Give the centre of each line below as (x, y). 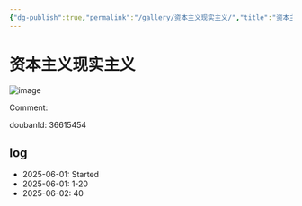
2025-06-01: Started (61, 175)
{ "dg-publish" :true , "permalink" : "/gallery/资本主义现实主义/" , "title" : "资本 (150, 17)
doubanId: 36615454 (48, 124)
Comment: (29, 107)
